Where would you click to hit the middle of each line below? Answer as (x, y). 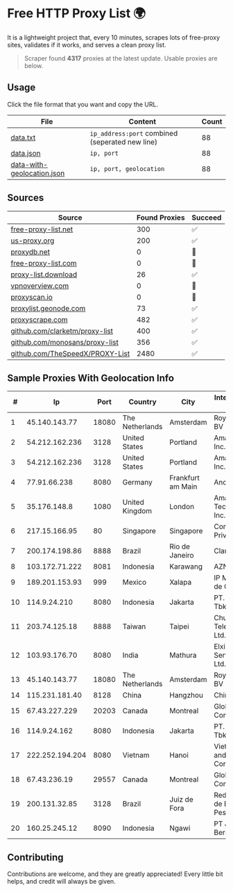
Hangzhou (186, 695)
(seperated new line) (124, 142)
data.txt (23, 138)
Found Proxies (161, 218)
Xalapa (181, 583)
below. (34, 65)
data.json (26, 153)
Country (143, 402)
